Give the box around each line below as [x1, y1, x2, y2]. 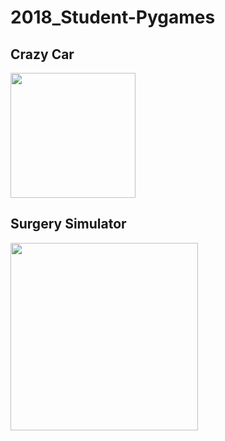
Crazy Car [10, 46, 75, 63]
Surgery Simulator [10, 216, 127, 233]
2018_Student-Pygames [10, 6, 216, 29]
